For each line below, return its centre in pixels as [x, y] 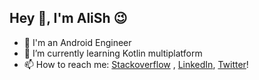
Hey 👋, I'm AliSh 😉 [68, 18]
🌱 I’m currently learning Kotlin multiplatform [113, 53]
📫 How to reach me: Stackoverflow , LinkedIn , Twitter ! [136, 64]
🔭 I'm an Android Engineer [77, 42]
